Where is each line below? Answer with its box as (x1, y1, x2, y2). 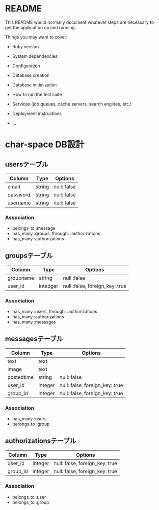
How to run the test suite (12, 91, 62, 97)
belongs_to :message (12, 225, 55, 231)
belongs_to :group (12, 499, 49, 505)
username (7, 199, 31, 206)
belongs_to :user (12, 494, 46, 500)
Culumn (9, 175, 28, 182)
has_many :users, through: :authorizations (12, 309, 97, 315)
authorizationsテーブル (5, 437, 77, 445)
